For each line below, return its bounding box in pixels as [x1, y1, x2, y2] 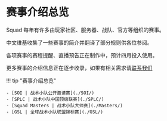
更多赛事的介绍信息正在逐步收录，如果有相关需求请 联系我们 [6, 64, 153, 72]
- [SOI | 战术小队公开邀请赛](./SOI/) [6, 90, 94, 96]
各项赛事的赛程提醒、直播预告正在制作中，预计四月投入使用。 [6, 51, 158, 58]
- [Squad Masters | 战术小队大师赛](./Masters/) [6, 103, 123, 108]
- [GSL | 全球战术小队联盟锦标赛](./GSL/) [6, 108, 103, 115]
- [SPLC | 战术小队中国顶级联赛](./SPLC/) [6, 96, 104, 102]
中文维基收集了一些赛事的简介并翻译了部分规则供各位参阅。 [6, 39, 153, 46]
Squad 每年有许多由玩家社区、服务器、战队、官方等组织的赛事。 [6, 26, 165, 33]
